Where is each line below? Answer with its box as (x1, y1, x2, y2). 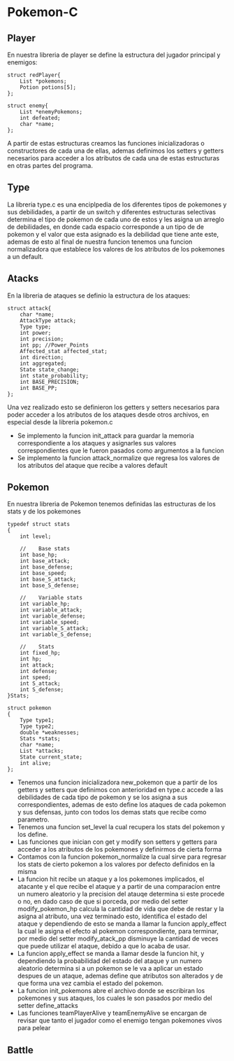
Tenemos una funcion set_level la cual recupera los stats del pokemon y (17, 823, 225, 831)
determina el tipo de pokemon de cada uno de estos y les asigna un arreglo (7, 215, 225, 223)
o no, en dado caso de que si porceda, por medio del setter (17, 897, 189, 906)
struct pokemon (7, 705, 52, 712)
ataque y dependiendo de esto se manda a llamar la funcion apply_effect (17, 920, 227, 928)
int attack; (20, 662, 54, 669)
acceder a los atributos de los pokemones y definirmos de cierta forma (17, 845, 222, 854)
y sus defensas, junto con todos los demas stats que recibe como (17, 808, 207, 817)
